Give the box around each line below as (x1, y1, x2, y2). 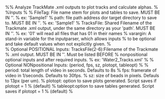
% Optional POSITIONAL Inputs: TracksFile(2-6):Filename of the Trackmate (5, 47, 158, 52)
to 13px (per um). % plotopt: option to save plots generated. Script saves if (5, 78, 157, 84)
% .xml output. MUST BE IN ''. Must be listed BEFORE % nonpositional (5, 51, 148, 57)
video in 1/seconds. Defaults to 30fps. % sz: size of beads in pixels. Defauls (5, 73, 160, 78)
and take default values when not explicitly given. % (5, 41, 111, 47)
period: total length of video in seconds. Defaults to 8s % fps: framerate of (5, 67, 157, 73)
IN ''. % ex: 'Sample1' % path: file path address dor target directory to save (5, 15, 157, 20)
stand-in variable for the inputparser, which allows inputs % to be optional (5, 36, 156, 42)
